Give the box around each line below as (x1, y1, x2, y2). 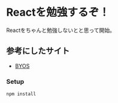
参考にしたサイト (6, 46, 70, 56)
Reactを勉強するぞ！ (6, 5, 110, 19)
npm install (6, 91, 36, 97)
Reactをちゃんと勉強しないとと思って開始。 (6, 27, 116, 34)
